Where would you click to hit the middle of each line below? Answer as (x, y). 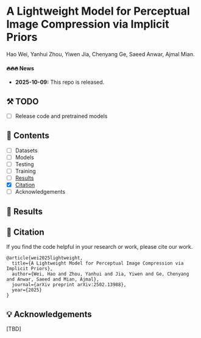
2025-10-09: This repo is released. (60, 82)
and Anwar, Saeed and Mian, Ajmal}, (53, 279)
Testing (25, 164)
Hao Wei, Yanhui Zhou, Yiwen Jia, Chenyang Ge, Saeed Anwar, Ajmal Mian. (100, 54)
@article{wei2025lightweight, (45, 258)
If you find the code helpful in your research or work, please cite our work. (100, 247)
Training (26, 171)
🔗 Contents (28, 136)
